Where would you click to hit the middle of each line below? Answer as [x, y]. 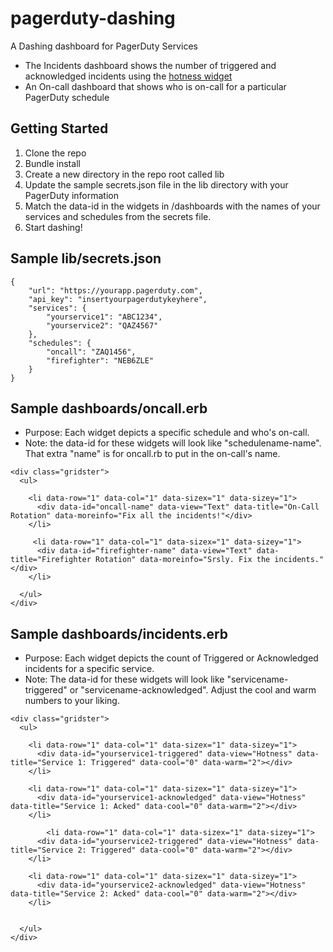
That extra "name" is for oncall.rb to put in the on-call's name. [152, 454]
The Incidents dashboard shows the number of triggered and [150, 65]
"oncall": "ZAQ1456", [91, 352]
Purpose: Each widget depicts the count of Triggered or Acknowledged [171, 658]
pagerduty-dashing [93, 18]
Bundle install [52, 163]
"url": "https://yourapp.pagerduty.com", [115, 290]
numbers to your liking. [72, 701]
